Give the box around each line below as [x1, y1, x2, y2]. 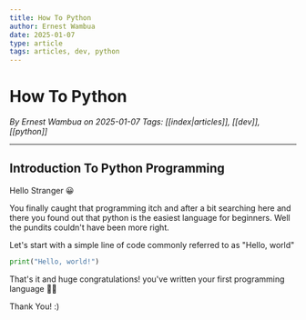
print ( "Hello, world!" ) [9, 256, 100, 266]
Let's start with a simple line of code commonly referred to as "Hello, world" [9, 239, 295, 250]
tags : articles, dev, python [9, 47, 120, 56]
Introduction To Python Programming [9, 161, 225, 176]
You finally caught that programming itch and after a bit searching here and [9, 202, 291, 214]
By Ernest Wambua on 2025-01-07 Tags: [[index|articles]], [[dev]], [9, 116, 260, 127]
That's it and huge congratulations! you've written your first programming [9, 274, 285, 285]
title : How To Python [9, 13, 92, 23]
